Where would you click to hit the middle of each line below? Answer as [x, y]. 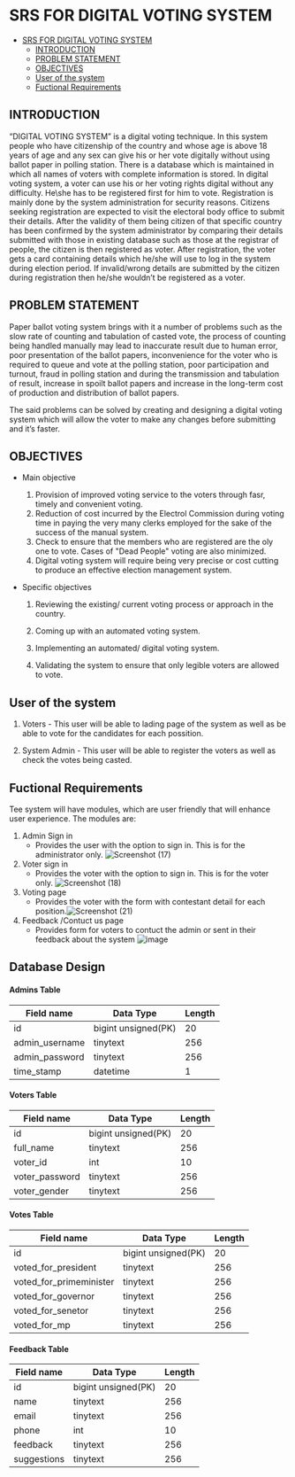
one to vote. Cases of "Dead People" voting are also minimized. [151, 551]
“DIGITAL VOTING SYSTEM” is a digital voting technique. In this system [139, 136]
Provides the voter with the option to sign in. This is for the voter [152, 873]
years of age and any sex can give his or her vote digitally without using [140, 155]
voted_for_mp [42, 1325]
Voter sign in [45, 864]
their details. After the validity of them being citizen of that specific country [146, 221]
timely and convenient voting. [89, 504]
